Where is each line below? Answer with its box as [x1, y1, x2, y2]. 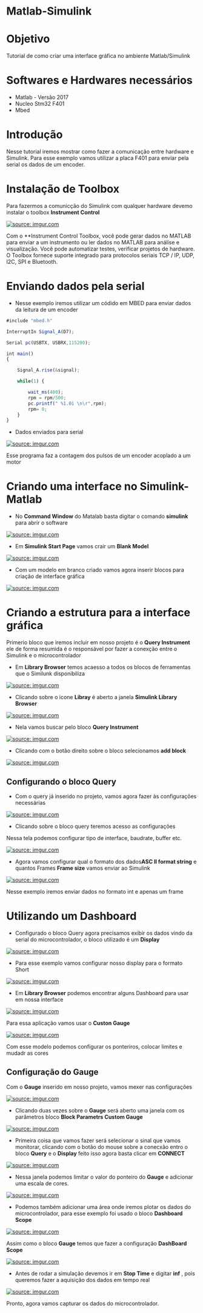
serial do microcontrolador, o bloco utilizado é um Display [15, 936, 160, 943]
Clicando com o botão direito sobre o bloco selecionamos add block [15, 747, 187, 754]
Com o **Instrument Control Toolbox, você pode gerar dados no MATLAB [6, 232, 191, 240]
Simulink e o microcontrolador [6, 652, 82, 659]
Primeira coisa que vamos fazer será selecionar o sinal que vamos [15, 1137, 181, 1144]
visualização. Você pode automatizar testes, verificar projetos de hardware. [6, 245, 195, 252]
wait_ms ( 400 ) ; [28, 389, 64, 395]
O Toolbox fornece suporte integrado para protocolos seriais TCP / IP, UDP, [6, 251, 195, 259]
